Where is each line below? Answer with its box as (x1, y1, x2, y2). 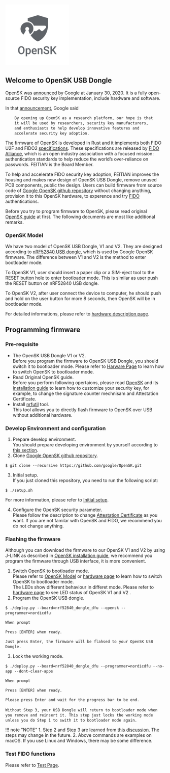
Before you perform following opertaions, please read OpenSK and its (12, 379, 159, 386)
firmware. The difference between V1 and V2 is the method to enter (5, 254, 146, 260)
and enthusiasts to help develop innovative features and (14, 125, 140, 131)
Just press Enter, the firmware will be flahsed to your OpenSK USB (5, 639, 153, 645)
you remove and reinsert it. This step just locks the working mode (5, 713, 153, 718)
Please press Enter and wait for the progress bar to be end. (5, 698, 140, 703)
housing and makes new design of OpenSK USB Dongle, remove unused (5, 176, 157, 182)
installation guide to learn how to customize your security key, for (12, 385, 150, 391)
